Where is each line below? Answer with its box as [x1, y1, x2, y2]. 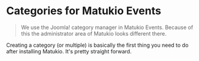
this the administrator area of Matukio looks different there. [20, 30, 167, 37]
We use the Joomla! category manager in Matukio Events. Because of [20, 24, 194, 31]
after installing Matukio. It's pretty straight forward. [6, 47, 132, 54]
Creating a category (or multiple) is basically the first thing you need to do [6, 41, 189, 49]
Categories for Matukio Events [6, 4, 162, 18]
